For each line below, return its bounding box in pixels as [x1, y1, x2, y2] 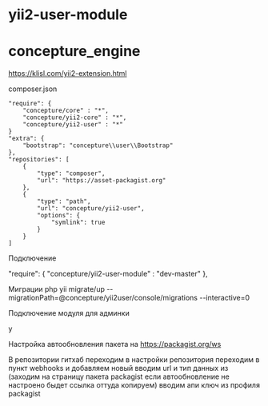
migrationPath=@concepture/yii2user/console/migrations [8, 293, 198, 303]
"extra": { [8, 134, 45, 143]
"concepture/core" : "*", [22, 106, 110, 115]
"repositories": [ [8, 156, 70, 164]
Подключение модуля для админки [8, 308, 130, 318]
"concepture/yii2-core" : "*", [22, 113, 127, 121]
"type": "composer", [37, 169, 106, 177]
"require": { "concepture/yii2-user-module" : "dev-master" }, [8, 269, 208, 279]
